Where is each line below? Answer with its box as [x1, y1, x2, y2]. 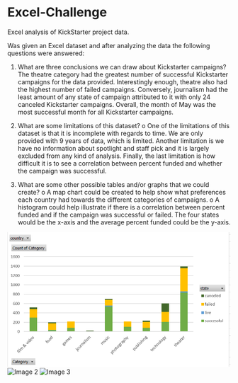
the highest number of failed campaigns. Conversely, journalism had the [17, 85, 229, 93]
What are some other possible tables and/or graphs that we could [17, 180, 210, 188]
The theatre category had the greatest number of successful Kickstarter [17, 70, 229, 79]
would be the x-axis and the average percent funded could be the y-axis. [17, 217, 231, 227]
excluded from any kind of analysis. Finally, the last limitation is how [17, 152, 216, 160]
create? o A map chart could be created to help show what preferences [17, 188, 227, 196]
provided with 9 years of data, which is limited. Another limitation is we [17, 136, 225, 145]
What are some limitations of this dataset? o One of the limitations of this [17, 121, 230, 130]
